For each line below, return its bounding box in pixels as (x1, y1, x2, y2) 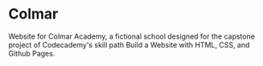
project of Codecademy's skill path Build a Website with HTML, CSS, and (8, 39, 250, 49)
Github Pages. (8, 48, 55, 58)
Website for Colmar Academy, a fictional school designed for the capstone (8, 31, 256, 41)
